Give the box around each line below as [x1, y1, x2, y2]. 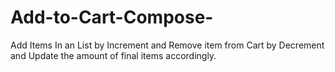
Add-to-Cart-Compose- [10, 6, 214, 29]
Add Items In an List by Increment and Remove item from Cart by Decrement [10, 39, 325, 51]
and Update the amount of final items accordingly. [10, 49, 217, 61]
